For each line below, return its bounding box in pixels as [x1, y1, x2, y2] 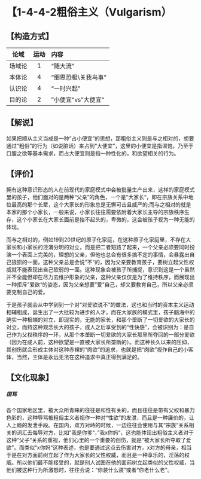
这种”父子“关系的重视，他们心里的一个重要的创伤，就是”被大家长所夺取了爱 [6, 436, 191, 443]
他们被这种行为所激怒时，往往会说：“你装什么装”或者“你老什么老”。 [6, 466, 173, 473]
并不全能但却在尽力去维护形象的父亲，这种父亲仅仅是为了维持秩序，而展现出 [6, 273, 195, 280]
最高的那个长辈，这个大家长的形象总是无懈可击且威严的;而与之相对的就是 [11, 201, 191, 208]
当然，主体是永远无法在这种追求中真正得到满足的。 [16, 353, 142, 361]
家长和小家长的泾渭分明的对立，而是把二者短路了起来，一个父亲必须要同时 [6, 243, 190, 251]
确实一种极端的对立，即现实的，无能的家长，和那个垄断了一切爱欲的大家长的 [6, 316, 195, 323]
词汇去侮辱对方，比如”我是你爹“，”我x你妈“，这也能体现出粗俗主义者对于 [16, 429, 194, 436]
